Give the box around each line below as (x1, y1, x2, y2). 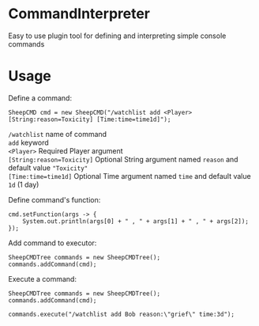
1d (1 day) (8, 180, 39, 189)
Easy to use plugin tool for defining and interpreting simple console (8, 31, 227, 40)
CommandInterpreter (8, 5, 150, 23)
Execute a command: (8, 274, 77, 283)
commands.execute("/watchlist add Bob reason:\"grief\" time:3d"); (8, 310, 235, 318)
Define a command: (8, 93, 73, 103)
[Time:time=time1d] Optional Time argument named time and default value (8, 171, 251, 180)
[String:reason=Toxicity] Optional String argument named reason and (8, 154, 238, 164)
